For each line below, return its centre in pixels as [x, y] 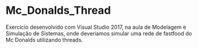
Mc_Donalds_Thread [58, 10]
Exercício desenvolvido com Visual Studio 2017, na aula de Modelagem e [96, 27]
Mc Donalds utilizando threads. [44, 40]
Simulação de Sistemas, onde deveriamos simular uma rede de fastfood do [99, 33]
